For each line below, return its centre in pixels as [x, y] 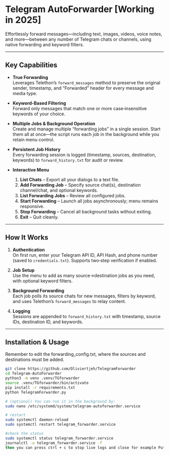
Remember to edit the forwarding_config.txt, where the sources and [75, 354]
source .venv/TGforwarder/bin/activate [47, 383]
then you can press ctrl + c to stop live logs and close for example [81, 447]
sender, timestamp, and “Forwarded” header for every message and [83, 88]
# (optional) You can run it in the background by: [60, 401]
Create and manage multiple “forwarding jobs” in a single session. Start [87, 129]
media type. [25, 93]
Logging [21, 311]
